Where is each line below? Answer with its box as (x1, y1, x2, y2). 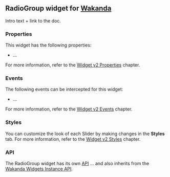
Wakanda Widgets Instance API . (5, 166, 73, 172)
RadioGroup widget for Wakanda (5, 4, 112, 13)
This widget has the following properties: (5, 42, 92, 48)
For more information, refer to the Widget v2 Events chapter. (5, 106, 133, 112)
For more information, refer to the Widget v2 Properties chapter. (5, 62, 140, 68)
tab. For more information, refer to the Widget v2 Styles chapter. (5, 136, 141, 142)
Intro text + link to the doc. (5, 17, 61, 24)
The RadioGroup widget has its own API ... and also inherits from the (5, 161, 150, 166)
